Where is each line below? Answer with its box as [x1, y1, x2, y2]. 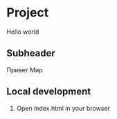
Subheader [6, 47, 56, 59]
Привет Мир [6, 65, 43, 74]
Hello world [6, 28, 39, 36]
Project [6, 5, 49, 21]
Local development [6, 86, 91, 98]
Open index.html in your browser [16, 104, 110, 112]
